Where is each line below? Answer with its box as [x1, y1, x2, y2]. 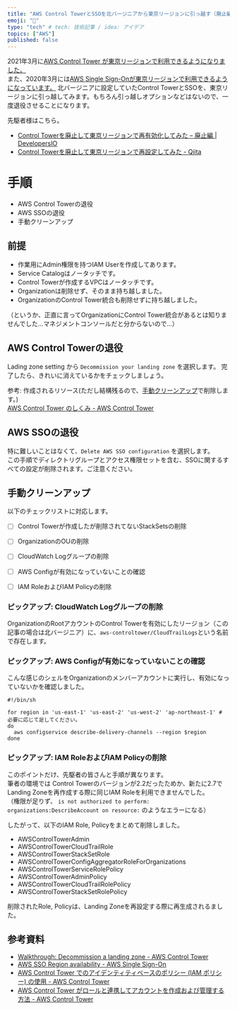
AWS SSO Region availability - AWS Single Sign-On [17, 960, 167, 969]
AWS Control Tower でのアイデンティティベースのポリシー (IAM [17, 968, 202, 977]
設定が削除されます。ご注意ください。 [25, 464, 137, 472]
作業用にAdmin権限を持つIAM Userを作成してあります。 [17, 260, 180, 269]
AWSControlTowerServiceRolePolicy [17, 864, 123, 873]
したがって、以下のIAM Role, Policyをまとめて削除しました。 [7, 820, 183, 829]
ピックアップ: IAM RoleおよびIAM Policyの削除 [7, 753, 167, 762]
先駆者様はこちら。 [7, 116, 63, 124]
